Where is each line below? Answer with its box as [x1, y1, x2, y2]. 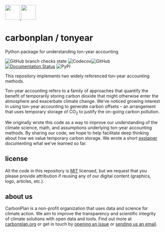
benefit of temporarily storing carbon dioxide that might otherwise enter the [5, 93, 159, 99]
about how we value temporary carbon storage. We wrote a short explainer [5, 135, 158, 141]
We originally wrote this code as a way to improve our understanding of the [5, 119, 158, 125]
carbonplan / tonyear [5, 33, 94, 44]
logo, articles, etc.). [5, 178, 44, 184]
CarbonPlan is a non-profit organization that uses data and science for [5, 205, 148, 211]
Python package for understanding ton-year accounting [5, 48, 119, 54]
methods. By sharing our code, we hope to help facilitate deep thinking [5, 130, 149, 135]
